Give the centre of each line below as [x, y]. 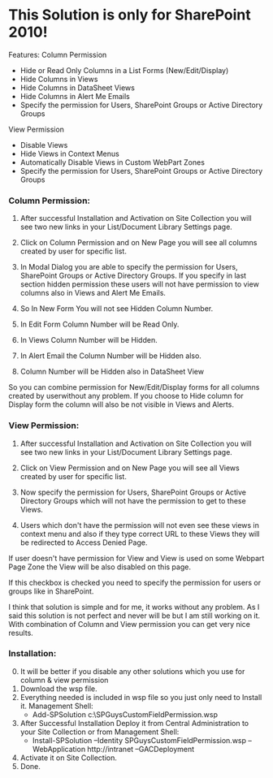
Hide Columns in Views [59, 79]
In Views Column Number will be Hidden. [89, 340]
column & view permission [64, 680]
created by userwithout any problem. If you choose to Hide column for [126, 396]
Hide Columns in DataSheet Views [78, 88]
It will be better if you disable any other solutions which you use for [132, 671]
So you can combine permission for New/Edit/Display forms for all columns [134, 387]
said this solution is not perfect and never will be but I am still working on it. [134, 616]
